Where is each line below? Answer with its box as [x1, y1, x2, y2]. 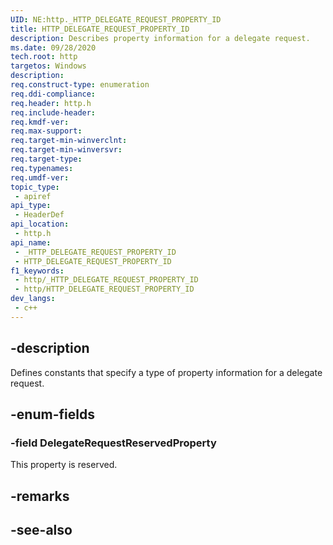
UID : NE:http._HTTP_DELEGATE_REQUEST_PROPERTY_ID [10, 14, 222, 25]
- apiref [14, 191, 52, 201]
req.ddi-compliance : [10, 89, 97, 99]
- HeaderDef [14, 210, 65, 220]
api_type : [10, 201, 52, 211]
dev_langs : [10, 294, 56, 304]
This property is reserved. [10, 459, 118, 471]
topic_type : [10, 182, 60, 192]
